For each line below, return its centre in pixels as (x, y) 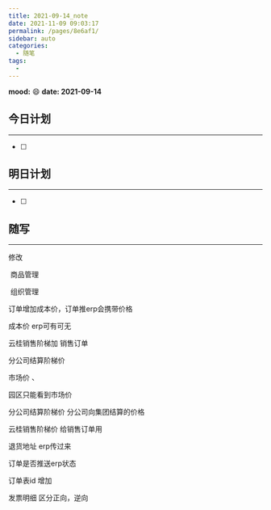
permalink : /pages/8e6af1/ (54, 31)
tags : (17, 61)
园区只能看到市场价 (40, 395)
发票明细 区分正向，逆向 (48, 498)
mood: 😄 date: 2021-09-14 (55, 91)
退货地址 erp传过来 (40, 446)
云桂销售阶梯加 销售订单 (48, 344)
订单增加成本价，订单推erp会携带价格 (71, 309)
